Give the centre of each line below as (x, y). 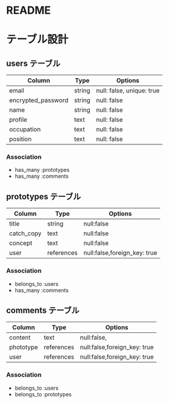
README (29, 10)
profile (18, 120)
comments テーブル (43, 310)
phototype (24, 347)
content (20, 338)
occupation (25, 129)
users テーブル (33, 63)
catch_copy (25, 233)
